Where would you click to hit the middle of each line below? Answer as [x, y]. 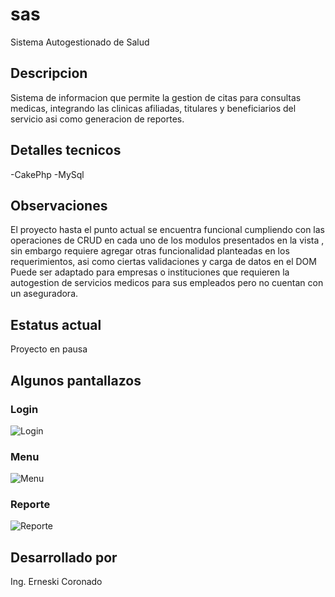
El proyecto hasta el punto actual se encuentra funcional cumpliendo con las [168, 230]
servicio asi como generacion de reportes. [97, 119]
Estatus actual [56, 324]
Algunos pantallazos [76, 380]
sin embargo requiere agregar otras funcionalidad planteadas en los [150, 251]
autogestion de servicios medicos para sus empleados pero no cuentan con [167, 283]
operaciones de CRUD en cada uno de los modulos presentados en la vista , [167, 240]
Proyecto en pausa [49, 349]
